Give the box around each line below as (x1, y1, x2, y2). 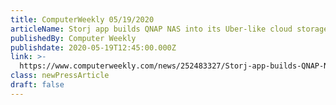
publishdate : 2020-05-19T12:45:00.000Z (10, 42, 177, 53)
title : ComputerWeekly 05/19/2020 (10, 14, 155, 25)
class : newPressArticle (10, 71, 110, 81)
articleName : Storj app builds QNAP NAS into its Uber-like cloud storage (10, 24, 329, 34)
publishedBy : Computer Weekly (10, 33, 137, 43)
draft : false (10, 80, 65, 90)
